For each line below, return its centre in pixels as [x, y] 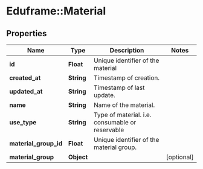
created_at [25, 78]
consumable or [115, 122]
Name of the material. [124, 105]
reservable [109, 130]
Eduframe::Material [56, 11]
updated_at [26, 91]
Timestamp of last [119, 88]
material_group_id [36, 143]
